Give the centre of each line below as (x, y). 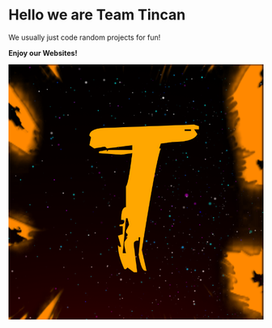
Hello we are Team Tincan (97, 15)
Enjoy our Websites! (43, 53)
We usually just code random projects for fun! (85, 37)
